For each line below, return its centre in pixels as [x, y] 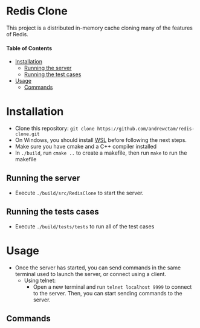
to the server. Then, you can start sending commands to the [108, 293]
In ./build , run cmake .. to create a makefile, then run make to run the [101, 153]
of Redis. [17, 34]
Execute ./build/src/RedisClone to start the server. [79, 193]
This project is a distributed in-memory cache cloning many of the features [100, 28]
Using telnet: [40, 280]
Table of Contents [29, 48]
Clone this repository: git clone [55, 129]
